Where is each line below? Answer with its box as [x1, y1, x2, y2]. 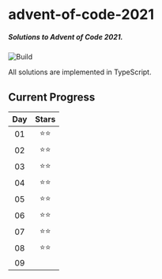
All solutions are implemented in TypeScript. [8, 67, 152, 77]
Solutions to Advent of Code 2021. [8, 32, 124, 41]
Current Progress [8, 90, 96, 104]
